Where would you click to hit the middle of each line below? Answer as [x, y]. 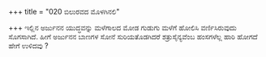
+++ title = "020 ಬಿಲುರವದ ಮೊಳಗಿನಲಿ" [64, 12]
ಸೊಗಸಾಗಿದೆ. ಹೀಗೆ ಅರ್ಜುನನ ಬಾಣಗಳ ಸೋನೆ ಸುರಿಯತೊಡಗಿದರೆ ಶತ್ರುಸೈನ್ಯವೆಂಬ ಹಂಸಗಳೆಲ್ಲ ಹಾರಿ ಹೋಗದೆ [133, 37]
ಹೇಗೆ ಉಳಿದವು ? [28, 46]
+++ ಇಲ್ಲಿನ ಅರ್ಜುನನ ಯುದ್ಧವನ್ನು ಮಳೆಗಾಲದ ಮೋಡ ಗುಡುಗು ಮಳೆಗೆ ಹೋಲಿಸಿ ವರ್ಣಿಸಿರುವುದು [122, 28]
